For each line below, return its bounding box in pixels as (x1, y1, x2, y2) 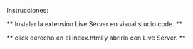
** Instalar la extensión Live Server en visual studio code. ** (6, 20, 183, 28)
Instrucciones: (6, 6, 49, 14)
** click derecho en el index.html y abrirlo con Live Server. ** (6, 33, 186, 42)
